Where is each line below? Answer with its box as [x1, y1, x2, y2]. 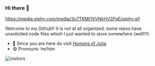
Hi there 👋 [5, 4, 30, 11]
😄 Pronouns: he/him [12, 46, 55, 52]
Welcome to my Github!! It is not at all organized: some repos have [5, 25, 142, 31]
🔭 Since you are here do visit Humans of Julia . [12, 40, 107, 46]
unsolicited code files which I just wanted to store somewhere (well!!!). [5, 31, 150, 37]
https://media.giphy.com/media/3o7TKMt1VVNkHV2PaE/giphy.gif [5, 16, 140, 22]
